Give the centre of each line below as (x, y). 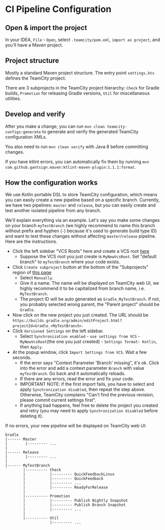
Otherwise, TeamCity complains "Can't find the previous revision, (87, 395)
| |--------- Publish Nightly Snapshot (76, 501)
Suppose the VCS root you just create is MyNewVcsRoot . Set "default (88, 257)
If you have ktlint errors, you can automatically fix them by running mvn (77, 162)
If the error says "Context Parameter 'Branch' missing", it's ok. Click (89, 363)
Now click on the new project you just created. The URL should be (80, 315)
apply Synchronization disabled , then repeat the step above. (82, 389)
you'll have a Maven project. (34, 45)
